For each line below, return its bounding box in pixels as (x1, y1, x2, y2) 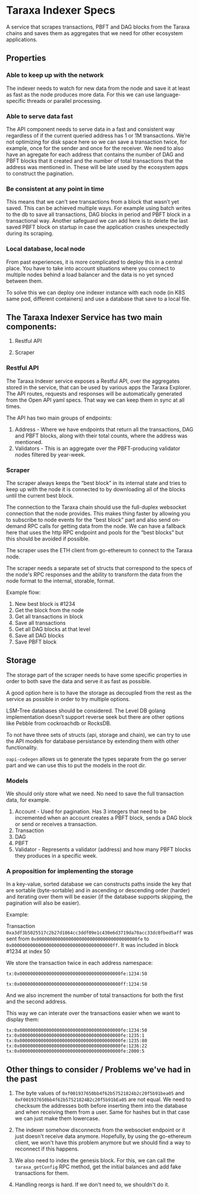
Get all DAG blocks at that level (14, 626, 91, 633)
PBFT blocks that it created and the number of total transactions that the (6, 157, 184, 164)
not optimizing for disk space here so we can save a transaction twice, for (6, 138, 187, 145)
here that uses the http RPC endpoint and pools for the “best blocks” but (6, 529, 184, 536)
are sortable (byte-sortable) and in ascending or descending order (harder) (6, 887, 190, 894)
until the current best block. (6, 492, 74, 499)
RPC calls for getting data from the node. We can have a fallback (27, 522, 186, 530)
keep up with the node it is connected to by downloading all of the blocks (6, 486, 186, 493)
